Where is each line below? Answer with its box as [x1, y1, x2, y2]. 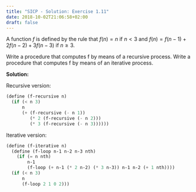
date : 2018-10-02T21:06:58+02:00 [6, 14, 88, 20]
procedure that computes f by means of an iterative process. [6, 59, 154, 66]
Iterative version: [6, 132, 47, 139]
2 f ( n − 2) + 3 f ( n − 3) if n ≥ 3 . [6, 42, 75, 49]
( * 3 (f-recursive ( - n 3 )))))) [29, 121, 109, 127]
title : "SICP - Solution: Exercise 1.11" [6, 8, 109, 15]
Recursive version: [6, 82, 51, 89]
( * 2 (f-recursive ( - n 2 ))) [29, 115, 101, 121]
